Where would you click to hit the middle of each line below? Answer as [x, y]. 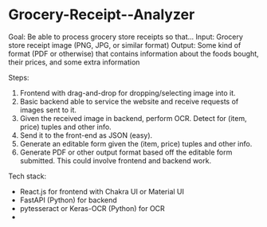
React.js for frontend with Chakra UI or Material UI [102, 191]
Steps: [19, 77]
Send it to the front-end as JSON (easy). [86, 135]
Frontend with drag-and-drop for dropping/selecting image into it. [128, 92]
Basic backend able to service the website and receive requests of [129, 101]
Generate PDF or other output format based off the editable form [126, 152]
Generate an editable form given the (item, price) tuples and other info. [136, 143]
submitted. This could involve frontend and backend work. [116, 160]
